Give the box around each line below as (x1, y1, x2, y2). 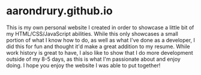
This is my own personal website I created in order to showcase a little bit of (6, 24, 194, 31)
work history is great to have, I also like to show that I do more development (6, 49, 193, 56)
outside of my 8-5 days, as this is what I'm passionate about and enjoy (6, 55, 181, 62)
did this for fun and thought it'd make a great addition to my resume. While (6, 43, 190, 50)
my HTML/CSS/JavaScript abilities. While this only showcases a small (6, 30, 178, 37)
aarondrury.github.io (6, 4, 113, 18)
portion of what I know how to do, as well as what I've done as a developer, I (6, 36, 195, 43)
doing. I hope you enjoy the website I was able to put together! (6, 61, 161, 69)
